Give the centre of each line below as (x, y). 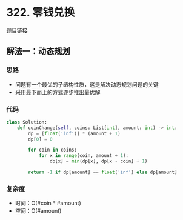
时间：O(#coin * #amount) (48, 203)
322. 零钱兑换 (41, 12)
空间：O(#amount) (38, 211)
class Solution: (27, 122)
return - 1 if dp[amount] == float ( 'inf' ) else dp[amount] (103, 172)
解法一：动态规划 (38, 51)
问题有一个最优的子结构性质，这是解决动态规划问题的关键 (87, 84)
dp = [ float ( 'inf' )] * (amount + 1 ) (74, 133)
